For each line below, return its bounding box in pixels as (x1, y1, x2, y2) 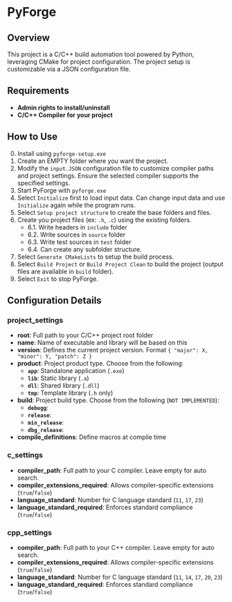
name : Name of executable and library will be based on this (17, 338, 188, 347)
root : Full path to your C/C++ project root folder (17, 331, 154, 340)
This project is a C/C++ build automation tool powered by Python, (7, 50, 195, 58)
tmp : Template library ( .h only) (27, 389, 114, 397)
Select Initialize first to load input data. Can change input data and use (17, 193, 226, 202)
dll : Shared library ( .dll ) (27, 381, 100, 390)
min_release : (27, 418, 64, 427)
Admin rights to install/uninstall (17, 103, 110, 112)
